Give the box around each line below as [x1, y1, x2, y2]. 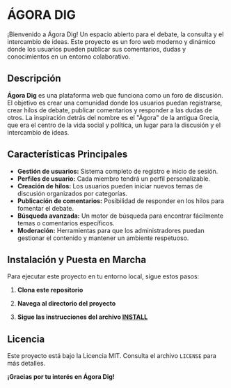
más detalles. [7, 359, 46, 368]
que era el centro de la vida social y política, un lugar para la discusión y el [7, 121, 221, 129]
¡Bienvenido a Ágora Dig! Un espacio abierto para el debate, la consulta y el [7, 30, 224, 38]
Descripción [7, 73, 61, 84]
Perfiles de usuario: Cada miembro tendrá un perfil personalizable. [17, 174, 211, 183]
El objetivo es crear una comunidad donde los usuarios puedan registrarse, [7, 98, 223, 107]
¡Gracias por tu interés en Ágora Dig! [7, 373, 115, 381]
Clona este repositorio [17, 286, 83, 294]
